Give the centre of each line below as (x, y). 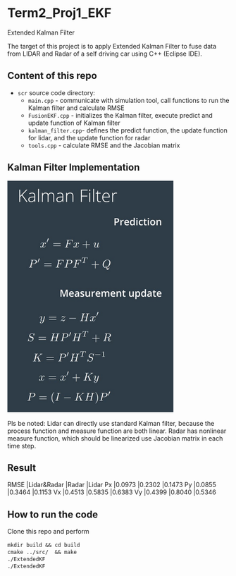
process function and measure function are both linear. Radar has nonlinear (117, 431)
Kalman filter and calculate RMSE (76, 108)
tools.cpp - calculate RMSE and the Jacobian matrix (104, 145)
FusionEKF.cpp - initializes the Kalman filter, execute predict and (120, 115)
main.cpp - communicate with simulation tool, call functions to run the (129, 100)
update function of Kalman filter (74, 123)
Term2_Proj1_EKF (60, 13)
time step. (22, 446)
